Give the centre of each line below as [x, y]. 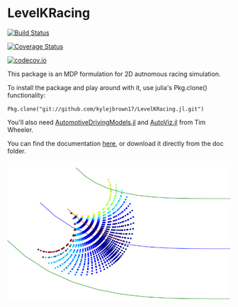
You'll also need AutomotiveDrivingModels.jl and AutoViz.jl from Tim [107, 122]
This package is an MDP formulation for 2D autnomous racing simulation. [114, 74]
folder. [17, 151]
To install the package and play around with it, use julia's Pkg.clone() [107, 87]
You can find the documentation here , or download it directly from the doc [116, 143]
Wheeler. [21, 130]
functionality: [27, 95]
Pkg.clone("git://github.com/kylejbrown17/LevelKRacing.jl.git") [106, 109]
